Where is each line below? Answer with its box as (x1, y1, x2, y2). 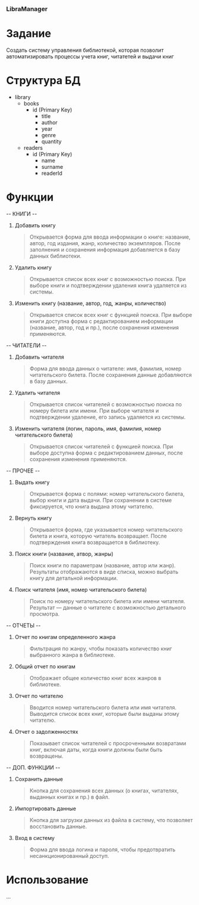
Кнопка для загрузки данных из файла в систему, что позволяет (29, 816, 193, 823)
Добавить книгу (14, 221, 56, 228)
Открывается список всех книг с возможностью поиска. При (29, 275, 186, 282)
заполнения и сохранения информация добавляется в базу (29, 246, 181, 253)
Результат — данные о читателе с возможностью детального (29, 604, 186, 611)
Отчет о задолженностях (14, 728, 78, 735)
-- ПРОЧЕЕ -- (6, 467, 40, 474)
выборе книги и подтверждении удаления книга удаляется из (29, 282, 187, 289)
